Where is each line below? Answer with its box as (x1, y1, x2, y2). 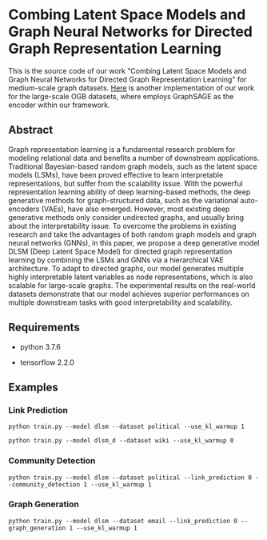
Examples (8, 380, 58, 394)
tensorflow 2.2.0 (19, 358, 74, 367)
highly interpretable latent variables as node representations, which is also (8, 272, 253, 282)
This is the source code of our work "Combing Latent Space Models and (8, 66, 247, 75)
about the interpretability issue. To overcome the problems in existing (8, 221, 237, 230)
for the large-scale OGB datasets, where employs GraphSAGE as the (8, 91, 234, 101)
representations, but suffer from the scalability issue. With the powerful (8, 178, 243, 188)
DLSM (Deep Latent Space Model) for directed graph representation (8, 246, 233, 256)
